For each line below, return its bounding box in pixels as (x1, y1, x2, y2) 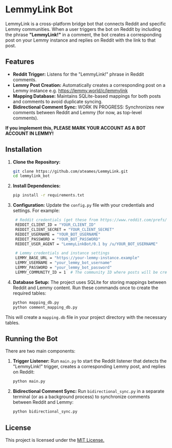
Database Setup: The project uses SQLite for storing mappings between (12, 279, 167, 285)
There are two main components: (5, 348, 75, 354)
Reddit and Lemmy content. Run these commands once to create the (12, 284, 159, 291)
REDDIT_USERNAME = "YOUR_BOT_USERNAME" (15, 231, 101, 237)
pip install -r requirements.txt (12, 193, 85, 198)
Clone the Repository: (12, 158, 61, 165)
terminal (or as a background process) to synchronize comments (12, 393, 150, 400)
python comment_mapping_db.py (12, 304, 78, 310)
